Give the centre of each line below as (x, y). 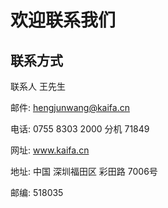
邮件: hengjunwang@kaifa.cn (70, 107)
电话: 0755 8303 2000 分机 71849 (80, 129)
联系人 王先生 (38, 86)
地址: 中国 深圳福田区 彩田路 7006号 (84, 171)
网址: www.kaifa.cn (50, 150)
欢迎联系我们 (63, 20)
